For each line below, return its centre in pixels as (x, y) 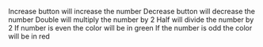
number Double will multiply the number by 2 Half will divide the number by (131, 20)
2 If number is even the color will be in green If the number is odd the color (130, 28)
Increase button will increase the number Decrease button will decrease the (132, 11)
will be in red (29, 36)
